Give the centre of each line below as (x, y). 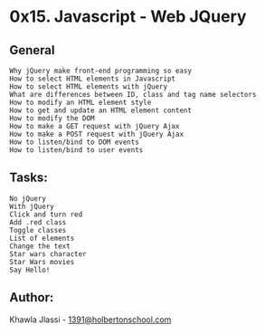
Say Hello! (30, 270)
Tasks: (28, 178)
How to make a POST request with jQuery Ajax (96, 134)
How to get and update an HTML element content (101, 110)
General (33, 50)
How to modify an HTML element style (80, 102)
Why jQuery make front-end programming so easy (101, 71)
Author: (32, 297)
